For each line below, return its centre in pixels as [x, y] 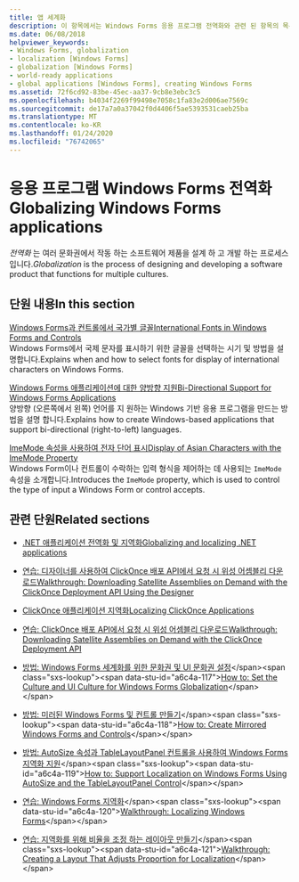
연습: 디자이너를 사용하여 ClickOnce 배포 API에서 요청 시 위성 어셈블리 [144, 571]
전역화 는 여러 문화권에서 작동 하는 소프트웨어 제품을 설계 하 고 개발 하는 [133, 253]
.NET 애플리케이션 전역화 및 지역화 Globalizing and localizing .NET [139, 543]
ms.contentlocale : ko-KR [55, 126]
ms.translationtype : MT [53, 117]
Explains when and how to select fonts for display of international [160, 359]
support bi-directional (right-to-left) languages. [96, 429]
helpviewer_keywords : [49, 42]
